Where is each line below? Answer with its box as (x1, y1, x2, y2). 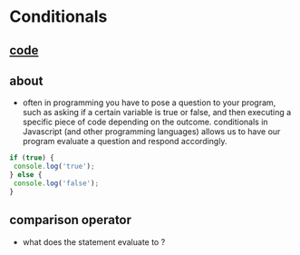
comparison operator (9, 212, 132, 228)
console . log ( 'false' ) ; (13, 179, 100, 188)
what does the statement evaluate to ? (22, 236, 166, 247)
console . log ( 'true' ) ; (13, 162, 95, 172)
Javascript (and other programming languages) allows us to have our (22, 126, 281, 137)
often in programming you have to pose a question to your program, (22, 97, 276, 108)
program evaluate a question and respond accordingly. (22, 136, 227, 147)
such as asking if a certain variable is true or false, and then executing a (22, 107, 292, 118)
